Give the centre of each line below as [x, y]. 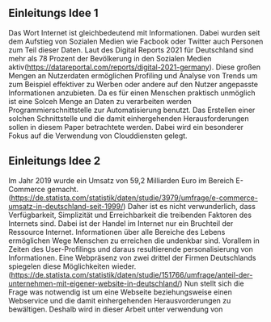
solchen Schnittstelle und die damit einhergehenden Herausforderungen [129, 118]
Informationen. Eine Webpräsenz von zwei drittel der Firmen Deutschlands [132, 257]
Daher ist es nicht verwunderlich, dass [192, 206]
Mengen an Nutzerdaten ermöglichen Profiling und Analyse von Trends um [133, 75]
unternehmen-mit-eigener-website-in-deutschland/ [94, 283]
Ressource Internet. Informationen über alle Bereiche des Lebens [117, 232]
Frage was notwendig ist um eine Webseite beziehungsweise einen [121, 292]
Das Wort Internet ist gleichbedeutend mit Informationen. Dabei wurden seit [134, 32]
